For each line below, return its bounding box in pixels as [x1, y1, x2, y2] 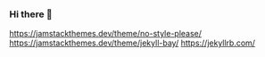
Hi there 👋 [9, 8, 54, 20]
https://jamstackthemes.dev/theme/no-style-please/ [9, 28, 203, 39]
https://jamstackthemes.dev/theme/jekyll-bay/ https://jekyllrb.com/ [9, 37, 256, 48]
